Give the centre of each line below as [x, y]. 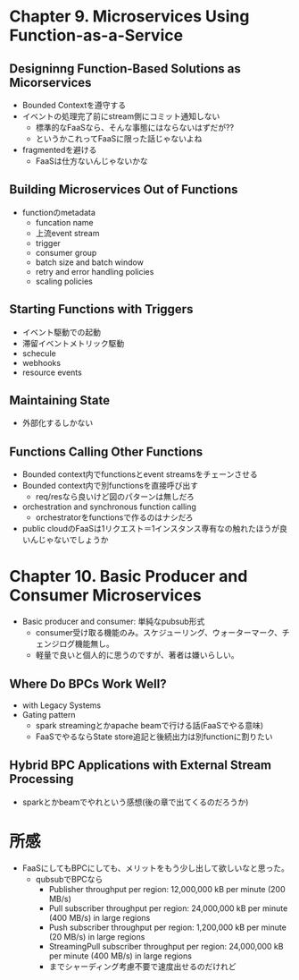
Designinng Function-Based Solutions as [125, 68]
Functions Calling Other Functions [106, 452]
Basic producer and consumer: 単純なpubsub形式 [113, 622]
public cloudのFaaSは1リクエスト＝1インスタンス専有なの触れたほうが [151, 529]
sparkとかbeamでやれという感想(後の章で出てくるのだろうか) [135, 802]
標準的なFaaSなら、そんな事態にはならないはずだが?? [135, 128]
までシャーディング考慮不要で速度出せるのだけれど [142, 966]
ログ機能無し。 [87, 644]
